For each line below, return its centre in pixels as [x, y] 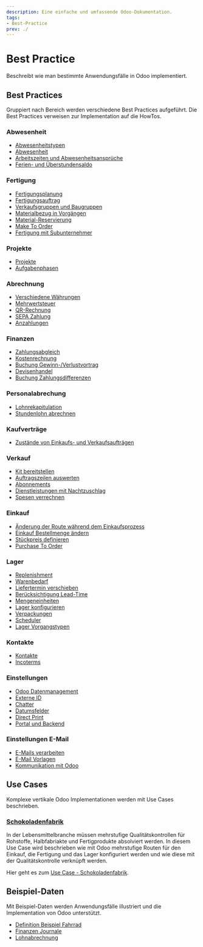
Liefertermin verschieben [46, 588]
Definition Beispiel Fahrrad [48, 924]
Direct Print [29, 717]
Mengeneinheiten [37, 600]
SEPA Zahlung [33, 317]
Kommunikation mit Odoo [47, 766]
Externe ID [28, 697]
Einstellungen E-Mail [37, 739]
